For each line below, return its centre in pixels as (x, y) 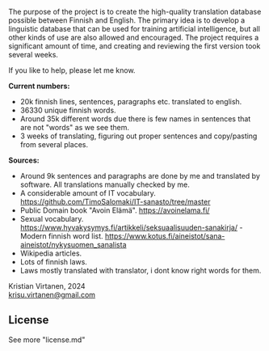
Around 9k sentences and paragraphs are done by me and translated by (140, 176)
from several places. (54, 144)
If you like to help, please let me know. (72, 70)
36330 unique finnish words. (68, 110)
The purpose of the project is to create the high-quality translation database (135, 12)
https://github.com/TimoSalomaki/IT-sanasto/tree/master (115, 202)
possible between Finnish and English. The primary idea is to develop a (127, 20)
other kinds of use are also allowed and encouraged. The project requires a (134, 37)
